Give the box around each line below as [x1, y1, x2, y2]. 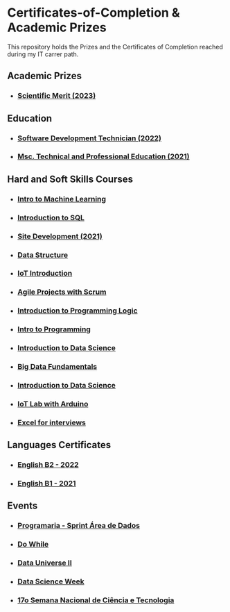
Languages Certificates [7, 439, 112, 451]
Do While [17, 540, 49, 549]
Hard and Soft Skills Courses [7, 173, 134, 185]
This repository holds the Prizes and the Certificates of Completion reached [7, 42, 224, 51]
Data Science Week [17, 577, 85, 586]
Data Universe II [17, 558, 73, 568]
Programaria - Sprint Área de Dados [17, 521, 141, 531]
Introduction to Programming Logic [17, 306, 138, 315]
